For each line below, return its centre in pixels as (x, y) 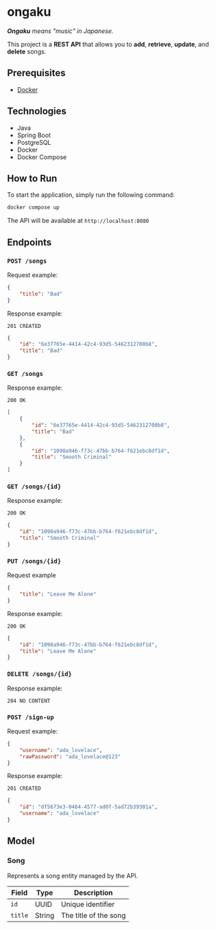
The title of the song (93, 915)
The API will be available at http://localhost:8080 (78, 221)
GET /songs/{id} (34, 487)
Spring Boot (34, 135)
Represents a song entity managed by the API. (73, 875)
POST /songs (27, 261)
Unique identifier (88, 904)
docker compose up (33, 208)
